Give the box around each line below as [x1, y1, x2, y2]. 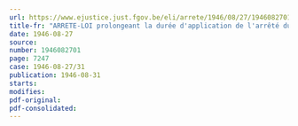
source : [9, 37, 38, 47]
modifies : [9, 87, 46, 96]
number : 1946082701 [9, 46, 82, 55]
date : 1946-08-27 [9, 29, 74, 38]
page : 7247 [9, 54, 50, 63]
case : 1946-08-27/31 [9, 63, 86, 72]
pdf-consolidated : [9, 104, 77, 113]
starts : [9, 79, 38, 88]
